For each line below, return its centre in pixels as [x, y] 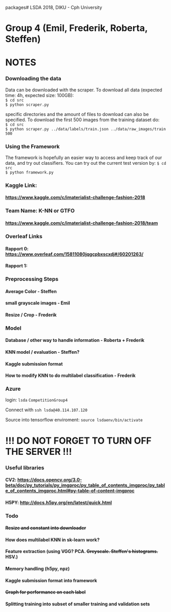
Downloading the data [33, 79]
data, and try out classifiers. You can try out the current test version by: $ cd [86, 163]
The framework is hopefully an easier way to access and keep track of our [84, 157]
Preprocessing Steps [32, 279]
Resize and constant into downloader [46, 528]
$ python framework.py [29, 172]
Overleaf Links [24, 236]
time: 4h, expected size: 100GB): [40, 95]
